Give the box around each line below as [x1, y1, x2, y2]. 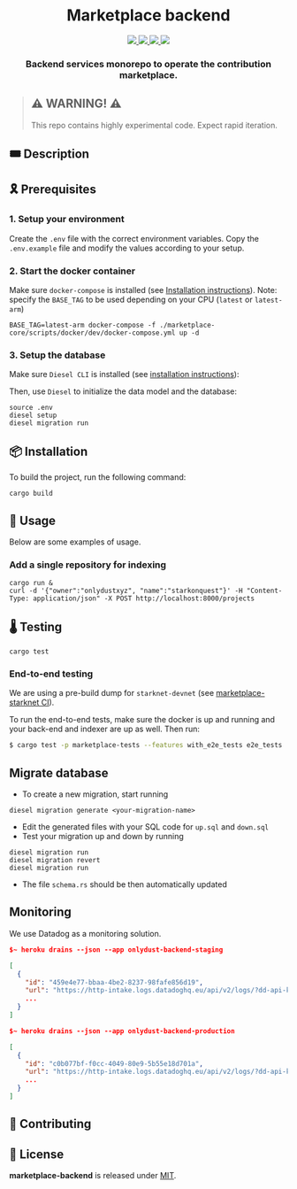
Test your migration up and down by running [21, 831, 184, 842]
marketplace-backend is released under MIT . [9, 1170, 177, 1181]
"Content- [246, 586, 283, 596]
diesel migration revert [9, 856, 101, 865]
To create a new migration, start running [21, 789, 169, 799]
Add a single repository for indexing [9, 559, 166, 571]
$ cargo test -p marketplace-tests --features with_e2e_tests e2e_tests [9, 741, 283, 750]
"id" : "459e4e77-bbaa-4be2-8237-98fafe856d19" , [25, 977, 203, 987]
